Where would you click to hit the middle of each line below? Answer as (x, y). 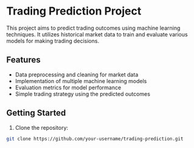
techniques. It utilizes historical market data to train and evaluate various (97, 34)
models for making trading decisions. (53, 41)
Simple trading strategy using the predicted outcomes (83, 94)
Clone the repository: (42, 127)
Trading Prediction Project (74, 11)
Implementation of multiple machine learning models (81, 81)
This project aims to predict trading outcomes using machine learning (93, 28)
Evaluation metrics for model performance (68, 87)
